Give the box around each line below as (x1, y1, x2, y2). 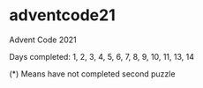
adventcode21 (9, 5, 117, 26)
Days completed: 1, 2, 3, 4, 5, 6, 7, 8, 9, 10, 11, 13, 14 (9, 51, 194, 62)
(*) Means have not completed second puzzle (9, 68, 176, 79)
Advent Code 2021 (9, 34, 77, 45)
